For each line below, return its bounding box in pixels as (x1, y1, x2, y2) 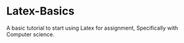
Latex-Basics (6, 4, 75, 18)
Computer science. (6, 30, 55, 38)
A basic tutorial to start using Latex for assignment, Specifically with (6, 24, 178, 31)
